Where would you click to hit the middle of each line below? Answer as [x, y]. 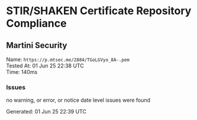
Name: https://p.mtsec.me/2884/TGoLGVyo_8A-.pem [68, 59]
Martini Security [37, 45]
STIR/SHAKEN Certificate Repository [99, 11]
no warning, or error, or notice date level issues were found [78, 100]
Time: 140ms [22, 72]
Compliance [36, 23]
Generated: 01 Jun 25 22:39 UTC [46, 112]
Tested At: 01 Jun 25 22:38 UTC [45, 66]
